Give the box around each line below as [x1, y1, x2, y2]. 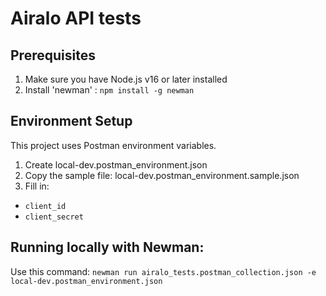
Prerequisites [10, 47, 96, 64]
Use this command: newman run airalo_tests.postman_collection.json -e [10, 265, 317, 277]
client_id [24, 201, 67, 211]
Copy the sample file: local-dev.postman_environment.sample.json [24, 169, 300, 181]
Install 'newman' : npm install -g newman [24, 84, 195, 96]
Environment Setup [10, 113, 133, 130]
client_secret [24, 212, 84, 222]
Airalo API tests [10, 7, 142, 30]
